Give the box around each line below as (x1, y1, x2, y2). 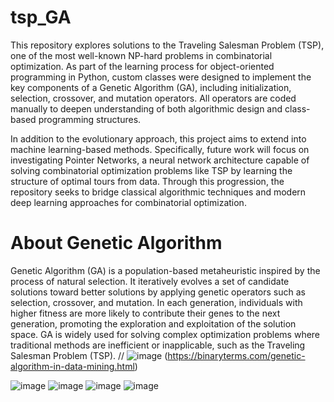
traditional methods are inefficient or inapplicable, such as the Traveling (10, 339, 306, 351)
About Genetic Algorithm (10, 232, 223, 255)
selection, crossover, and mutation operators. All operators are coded (10, 92, 297, 104)
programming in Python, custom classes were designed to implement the (10, 71, 312, 83)
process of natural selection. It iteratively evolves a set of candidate (10, 275, 290, 287)
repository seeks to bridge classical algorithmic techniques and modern (10, 186, 307, 198)
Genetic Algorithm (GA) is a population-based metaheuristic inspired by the (10, 264, 321, 276)
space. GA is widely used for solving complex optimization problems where (10, 328, 321, 340)
